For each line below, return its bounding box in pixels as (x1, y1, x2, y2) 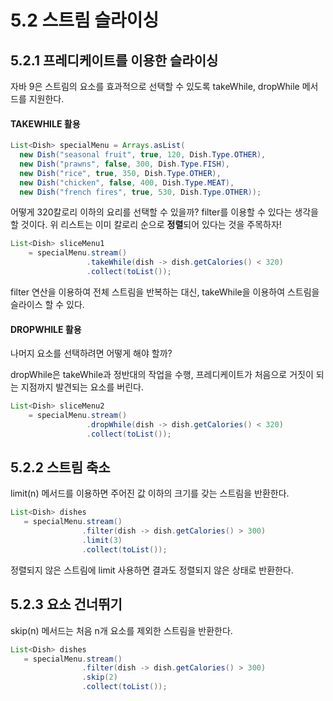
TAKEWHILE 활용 (10, 117, 81, 130)
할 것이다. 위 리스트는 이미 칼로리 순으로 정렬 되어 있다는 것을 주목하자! (10, 219, 282, 231)
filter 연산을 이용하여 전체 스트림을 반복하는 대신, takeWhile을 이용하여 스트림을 (10, 286, 320, 298)
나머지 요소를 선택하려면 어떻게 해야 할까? (10, 347, 173, 360)
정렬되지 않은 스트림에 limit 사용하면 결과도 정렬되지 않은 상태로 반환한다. (10, 564, 294, 576)
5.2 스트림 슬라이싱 (10, 9, 160, 32)
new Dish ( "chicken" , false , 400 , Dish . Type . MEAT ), (19, 177, 235, 188)
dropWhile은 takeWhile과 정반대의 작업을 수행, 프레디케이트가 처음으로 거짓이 (10, 369, 314, 381)
